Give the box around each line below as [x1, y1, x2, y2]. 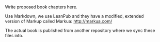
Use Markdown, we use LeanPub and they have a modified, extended [5, 13, 144, 19]
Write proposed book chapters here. [5, 4, 78, 10]
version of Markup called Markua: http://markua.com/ [5, 19, 112, 24]
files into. [5, 33, 23, 38]
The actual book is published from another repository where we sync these [5, 28, 155, 33]
